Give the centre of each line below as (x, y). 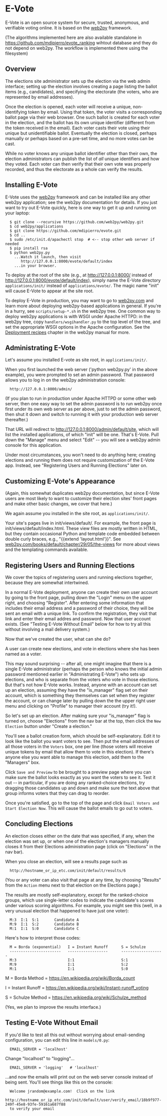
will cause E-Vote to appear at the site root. (49, 291)
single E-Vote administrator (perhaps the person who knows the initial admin (83, 669)
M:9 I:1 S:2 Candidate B (44, 924)
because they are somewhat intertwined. (47, 582)
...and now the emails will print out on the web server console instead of (79, 1077)
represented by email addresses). (40, 97)
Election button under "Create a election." (49, 726)
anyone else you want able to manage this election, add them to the (75, 757)
